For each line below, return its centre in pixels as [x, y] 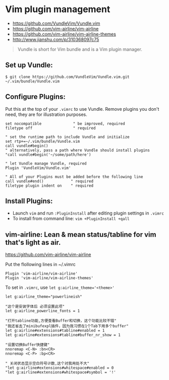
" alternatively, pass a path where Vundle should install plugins [78, 150]
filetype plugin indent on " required [49, 186]
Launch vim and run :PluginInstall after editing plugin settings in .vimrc [88, 213]
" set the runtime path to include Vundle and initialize [67, 137]
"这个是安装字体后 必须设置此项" [35, 307]
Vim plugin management [58, 9]
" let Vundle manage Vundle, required [46, 163]
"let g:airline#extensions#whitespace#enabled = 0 [60, 368]
